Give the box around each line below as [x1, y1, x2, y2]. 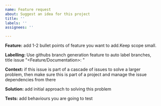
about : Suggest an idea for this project [5, 12, 90, 16]
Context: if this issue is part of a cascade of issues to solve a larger [5, 66, 141, 73]
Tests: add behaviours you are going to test [5, 95, 93, 102]
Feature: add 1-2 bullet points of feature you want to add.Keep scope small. [5, 43, 157, 48]
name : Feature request [5, 7, 51, 12]
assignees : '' [5, 25, 34, 30]
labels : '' [5, 20, 27, 26]
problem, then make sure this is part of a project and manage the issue [5, 72, 147, 77]
